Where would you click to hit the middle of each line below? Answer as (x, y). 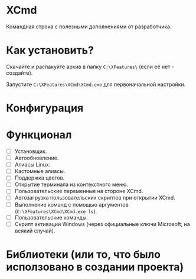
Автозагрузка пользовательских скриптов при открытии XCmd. (95, 198)
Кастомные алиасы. (40, 171)
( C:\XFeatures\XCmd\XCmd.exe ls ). (56, 211)
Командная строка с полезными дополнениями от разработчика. (89, 26)
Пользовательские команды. (51, 217)
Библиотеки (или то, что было (84, 254)
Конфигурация (45, 108)
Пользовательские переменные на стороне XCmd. (79, 191)
